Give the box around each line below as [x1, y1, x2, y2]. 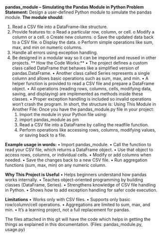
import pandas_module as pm [19, 117, 79, 122]
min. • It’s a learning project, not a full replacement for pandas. [5, 207, 130, 213]
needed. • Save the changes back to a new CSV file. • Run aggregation [5, 157, 148, 163]
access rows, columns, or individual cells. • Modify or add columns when [5, 152, 151, 157]
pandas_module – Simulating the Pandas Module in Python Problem [5, 4, 144, 10]
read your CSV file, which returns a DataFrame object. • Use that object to [5, 147, 154, 152]
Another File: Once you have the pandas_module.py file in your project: [12, 106, 154, 112]
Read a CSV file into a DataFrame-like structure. [12, 24, 108, 30]
